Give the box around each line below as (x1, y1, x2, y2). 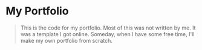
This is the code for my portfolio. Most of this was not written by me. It (20, 24, 196, 31)
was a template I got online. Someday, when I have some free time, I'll (20, 30, 195, 37)
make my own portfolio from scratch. (20, 37, 113, 44)
